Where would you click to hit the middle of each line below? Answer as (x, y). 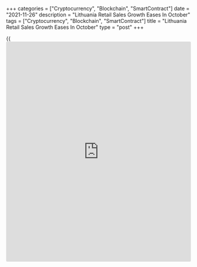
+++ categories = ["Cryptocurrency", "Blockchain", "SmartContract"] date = (98, 9)
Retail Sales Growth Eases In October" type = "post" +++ (75, 27)
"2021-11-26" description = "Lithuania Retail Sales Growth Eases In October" (98, 15)
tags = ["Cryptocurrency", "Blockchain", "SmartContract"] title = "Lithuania (96, 21)
